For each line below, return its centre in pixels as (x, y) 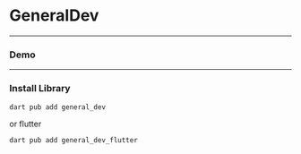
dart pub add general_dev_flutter (74, 141)
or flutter (26, 124)
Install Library (40, 89)
